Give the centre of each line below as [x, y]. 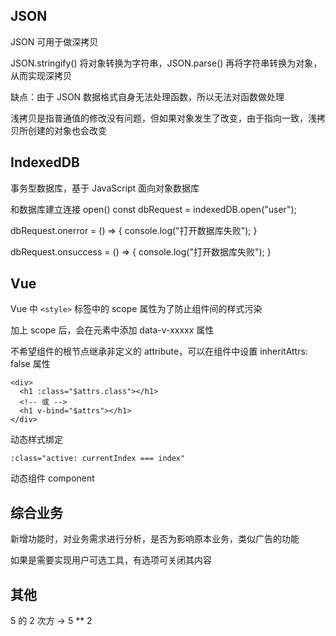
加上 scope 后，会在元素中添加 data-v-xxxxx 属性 [112, 330]
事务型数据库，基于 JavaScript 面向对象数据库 [105, 188]
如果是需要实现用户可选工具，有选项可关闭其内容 [111, 560]
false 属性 [30, 364]
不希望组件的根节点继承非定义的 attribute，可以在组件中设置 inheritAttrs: [159, 351]
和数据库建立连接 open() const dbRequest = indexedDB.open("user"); [153, 209]
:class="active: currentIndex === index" [98, 459]
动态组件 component [52, 478]
